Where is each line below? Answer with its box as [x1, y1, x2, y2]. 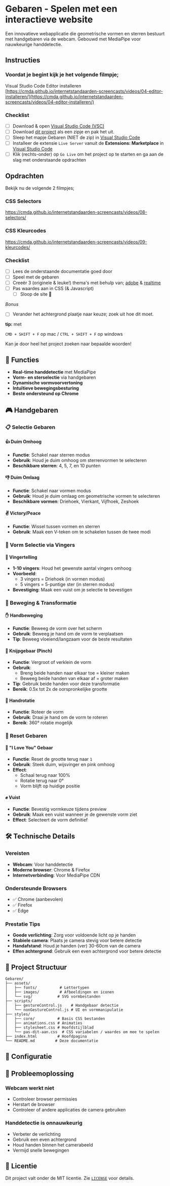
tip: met [5, 321, 22, 327]
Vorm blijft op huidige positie [20, 783, 80, 789]
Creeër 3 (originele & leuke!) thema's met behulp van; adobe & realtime [12, 280, 161, 286]
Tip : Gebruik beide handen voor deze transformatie [12, 681, 120, 687]
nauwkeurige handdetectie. [5, 41, 62, 47]
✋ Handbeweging [5, 612, 43, 618]
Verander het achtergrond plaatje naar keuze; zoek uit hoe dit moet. [12, 311, 154, 317]
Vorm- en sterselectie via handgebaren [12, 374, 96, 380]
